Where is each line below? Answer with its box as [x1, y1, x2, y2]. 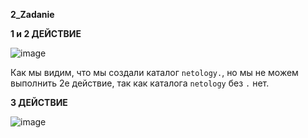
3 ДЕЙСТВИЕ [10, 97, 68, 108]
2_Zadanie [10, 9, 55, 20]
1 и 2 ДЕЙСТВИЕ [10, 28, 82, 39]
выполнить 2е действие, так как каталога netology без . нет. [10, 77, 270, 89]
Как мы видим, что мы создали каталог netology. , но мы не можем [10, 67, 299, 78]
